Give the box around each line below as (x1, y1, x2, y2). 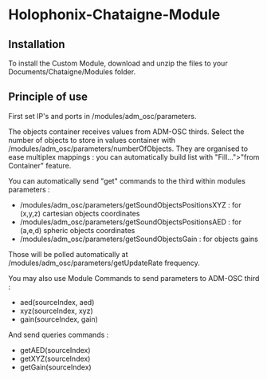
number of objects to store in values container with (8, 135, 176, 144)
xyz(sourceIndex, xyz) (19, 306, 93, 315)
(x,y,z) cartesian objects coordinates (19, 208, 140, 218)
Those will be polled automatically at (8, 249, 129, 259)
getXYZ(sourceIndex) (19, 354, 91, 363)
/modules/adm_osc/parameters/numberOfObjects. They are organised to (8, 144, 249, 153)
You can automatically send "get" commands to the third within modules (8, 176, 245, 185)
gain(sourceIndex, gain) (19, 314, 98, 324)
